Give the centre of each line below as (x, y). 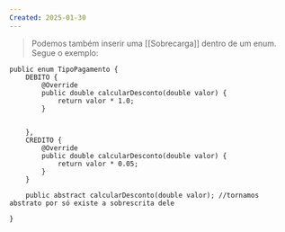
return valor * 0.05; (98, 164)
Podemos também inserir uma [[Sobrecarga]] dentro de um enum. (154, 43)
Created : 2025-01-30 (48, 18)
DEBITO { (42, 77)
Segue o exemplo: (65, 53)
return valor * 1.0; (96, 101)
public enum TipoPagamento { (64, 69)
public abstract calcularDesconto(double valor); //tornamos (142, 195)
